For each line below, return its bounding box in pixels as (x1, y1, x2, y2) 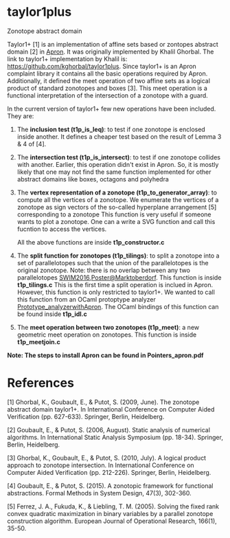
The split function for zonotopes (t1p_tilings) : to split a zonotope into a (16, 251, 220, 260)
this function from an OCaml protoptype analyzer (16, 295, 157, 303)
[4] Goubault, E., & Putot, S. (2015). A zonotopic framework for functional (7, 482, 214, 490)
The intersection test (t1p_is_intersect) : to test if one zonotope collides (16, 153, 221, 161)
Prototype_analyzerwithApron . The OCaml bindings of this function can (16, 302, 219, 311)
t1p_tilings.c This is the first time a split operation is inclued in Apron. (16, 280, 214, 289)
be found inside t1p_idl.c (16, 310, 88, 318)
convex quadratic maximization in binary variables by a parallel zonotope (7, 509, 214, 517)
